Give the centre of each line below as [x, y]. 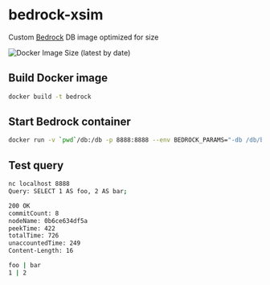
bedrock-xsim [56, 15]
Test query [36, 165]
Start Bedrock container [70, 122]
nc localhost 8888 [39, 184]
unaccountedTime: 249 [45, 243]
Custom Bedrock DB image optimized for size [84, 37]
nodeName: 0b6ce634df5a [48, 221]
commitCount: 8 [34, 213]
